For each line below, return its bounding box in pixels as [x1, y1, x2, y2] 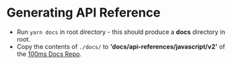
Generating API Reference [6, 5, 161, 21]
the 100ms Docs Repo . [16, 50, 82, 58]
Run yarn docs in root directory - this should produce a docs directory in [16, 28, 226, 36]
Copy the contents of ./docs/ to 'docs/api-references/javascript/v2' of [16, 42, 225, 50]
